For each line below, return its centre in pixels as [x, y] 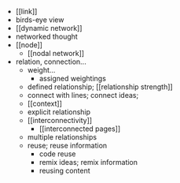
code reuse [57, 154]
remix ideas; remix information [88, 162]
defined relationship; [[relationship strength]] [100, 87]
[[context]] [45, 103]
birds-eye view [40, 20]
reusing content [64, 170]
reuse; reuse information [67, 146]
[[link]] [26, 11]
